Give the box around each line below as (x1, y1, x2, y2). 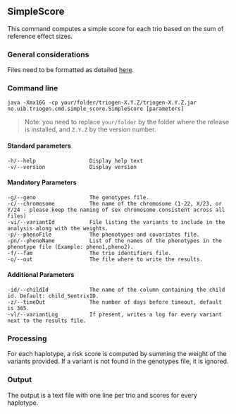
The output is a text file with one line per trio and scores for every (7, 391, 197, 399)
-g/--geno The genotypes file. (7, 194, 150, 201)
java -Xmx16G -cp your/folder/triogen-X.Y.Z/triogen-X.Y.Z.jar (7, 99, 197, 107)
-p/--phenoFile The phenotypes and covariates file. (7, 231, 200, 238)
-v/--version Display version (7, 163, 137, 170)
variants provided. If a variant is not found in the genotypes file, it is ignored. (7, 357, 229, 366)
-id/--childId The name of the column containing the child (7, 286, 225, 294)
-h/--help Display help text (7, 157, 143, 165)
